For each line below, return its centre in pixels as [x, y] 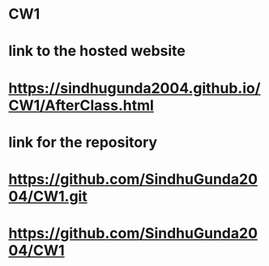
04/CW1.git [48, 196]
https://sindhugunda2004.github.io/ [134, 88]
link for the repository [83, 142]
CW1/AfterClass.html [81, 105]
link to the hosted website [97, 51]
